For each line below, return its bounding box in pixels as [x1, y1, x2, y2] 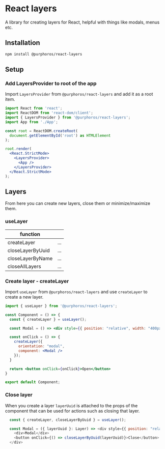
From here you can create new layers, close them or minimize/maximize [5, 200, 151, 206]
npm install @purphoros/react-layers [5, 52, 82, 56]
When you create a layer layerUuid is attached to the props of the [5, 402, 138, 408]
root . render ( [5, 146, 32, 151]
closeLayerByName [7, 255, 53, 262]
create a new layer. [5, 294, 44, 300]
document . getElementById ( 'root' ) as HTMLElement [9, 133, 111, 138]
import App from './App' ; [5, 119, 58, 124]
